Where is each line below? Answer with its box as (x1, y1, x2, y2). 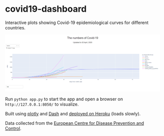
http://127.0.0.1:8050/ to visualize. (5, 101, 79, 107)
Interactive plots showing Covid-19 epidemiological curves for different (5, 20, 149, 25)
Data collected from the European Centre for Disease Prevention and (5, 120, 144, 126)
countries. (5, 24, 26, 30)
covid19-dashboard (5, 3, 87, 15)
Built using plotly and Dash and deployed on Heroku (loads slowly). (5, 111, 141, 116)
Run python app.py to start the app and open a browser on (5, 96, 123, 102)
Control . (5, 125, 22, 131)
